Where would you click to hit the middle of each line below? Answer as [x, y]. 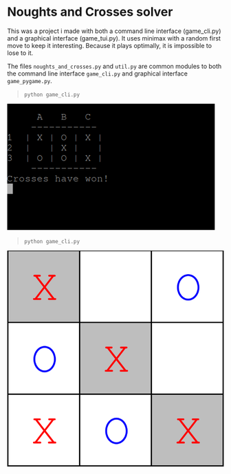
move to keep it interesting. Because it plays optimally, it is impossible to [109, 45]
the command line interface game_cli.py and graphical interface [97, 74]
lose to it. [20, 53]
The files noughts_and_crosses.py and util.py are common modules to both [114, 66]
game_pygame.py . [30, 80]
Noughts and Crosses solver [90, 12]
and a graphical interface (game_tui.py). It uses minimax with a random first [114, 38]
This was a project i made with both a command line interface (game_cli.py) [114, 31]
